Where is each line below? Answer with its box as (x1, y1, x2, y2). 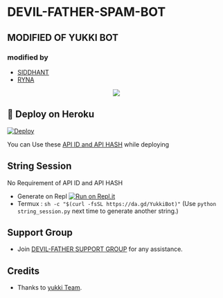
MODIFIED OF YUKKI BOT (7, 32, 119, 44)
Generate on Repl (17, 192, 68, 201)
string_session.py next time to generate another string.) (17, 207, 179, 215)
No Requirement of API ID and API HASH (7, 178, 123, 187)
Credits (7, 265, 40, 277)
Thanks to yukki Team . (17, 283, 82, 292)
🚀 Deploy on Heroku (7, 109, 95, 120)
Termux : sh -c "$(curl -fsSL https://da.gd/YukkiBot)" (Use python (17, 199, 217, 207)
